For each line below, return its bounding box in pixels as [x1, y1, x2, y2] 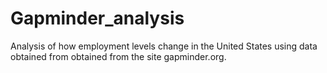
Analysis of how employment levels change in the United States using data [10, 40, 318, 52]
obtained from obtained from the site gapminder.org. [10, 50, 227, 62]
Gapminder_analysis [10, 7, 185, 30]
